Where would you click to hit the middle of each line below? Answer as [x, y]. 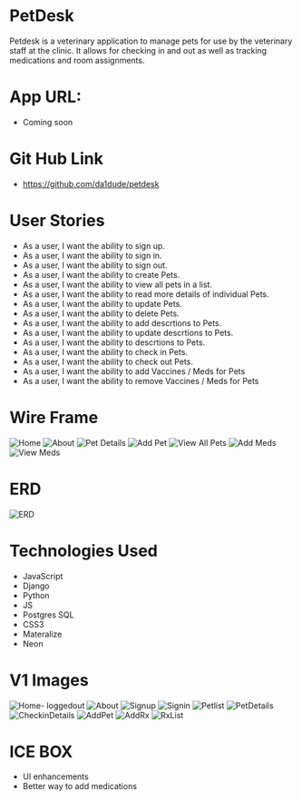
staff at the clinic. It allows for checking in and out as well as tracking [138, 50]
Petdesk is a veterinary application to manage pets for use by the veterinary [151, 41]
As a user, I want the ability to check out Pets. [107, 361]
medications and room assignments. [77, 60]
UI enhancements [55, 776]
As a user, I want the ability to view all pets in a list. [117, 284]
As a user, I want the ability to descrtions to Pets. [114, 342]
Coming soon [48, 122]
